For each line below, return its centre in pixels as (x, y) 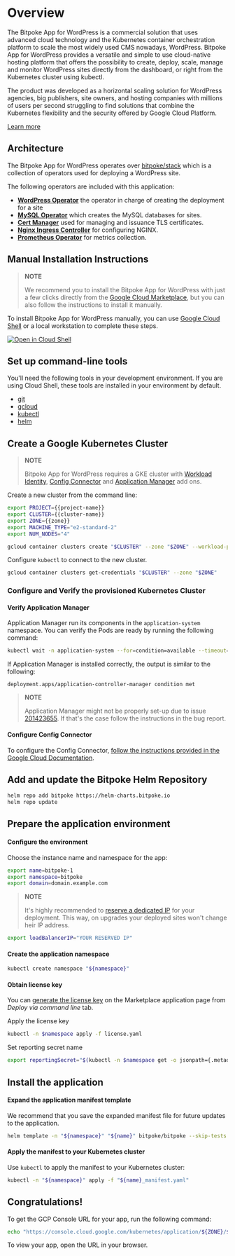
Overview (36, 13)
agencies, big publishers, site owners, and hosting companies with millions (115, 98)
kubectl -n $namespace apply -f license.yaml (74, 1034)
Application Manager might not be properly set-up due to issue (115, 711)
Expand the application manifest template (69, 1100)
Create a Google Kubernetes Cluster (88, 443)
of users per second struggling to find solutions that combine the (101, 105)
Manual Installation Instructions (78, 260)
